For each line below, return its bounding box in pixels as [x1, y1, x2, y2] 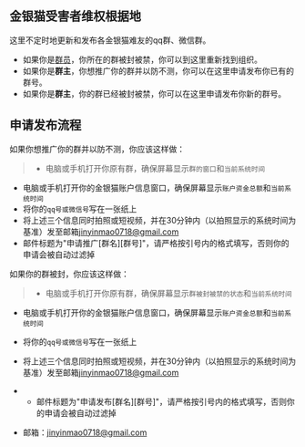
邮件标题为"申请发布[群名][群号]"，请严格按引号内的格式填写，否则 [36, 396, 288, 407]
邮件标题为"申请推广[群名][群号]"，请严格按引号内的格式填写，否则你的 [22, 237, 290, 248]
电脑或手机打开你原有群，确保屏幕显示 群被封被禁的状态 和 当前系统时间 [45, 287, 293, 298]
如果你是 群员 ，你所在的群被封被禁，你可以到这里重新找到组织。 [22, 54, 262, 65]
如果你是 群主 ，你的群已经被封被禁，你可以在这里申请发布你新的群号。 [22, 88, 287, 99]
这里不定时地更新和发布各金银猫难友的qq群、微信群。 [9, 35, 211, 46]
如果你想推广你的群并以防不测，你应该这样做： [9, 143, 185, 154]
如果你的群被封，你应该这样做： [9, 268, 129, 279]
